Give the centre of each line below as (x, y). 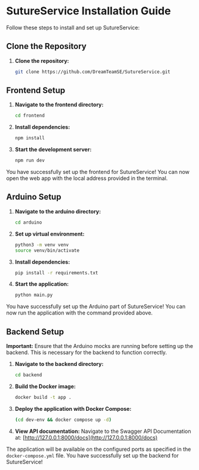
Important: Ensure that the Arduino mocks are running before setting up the (99, 346)
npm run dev (30, 161)
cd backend (28, 375)
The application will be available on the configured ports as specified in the (99, 449)
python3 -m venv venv (42, 245)
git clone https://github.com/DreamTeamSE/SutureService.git (93, 72)
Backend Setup (35, 332)
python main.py (34, 295)
